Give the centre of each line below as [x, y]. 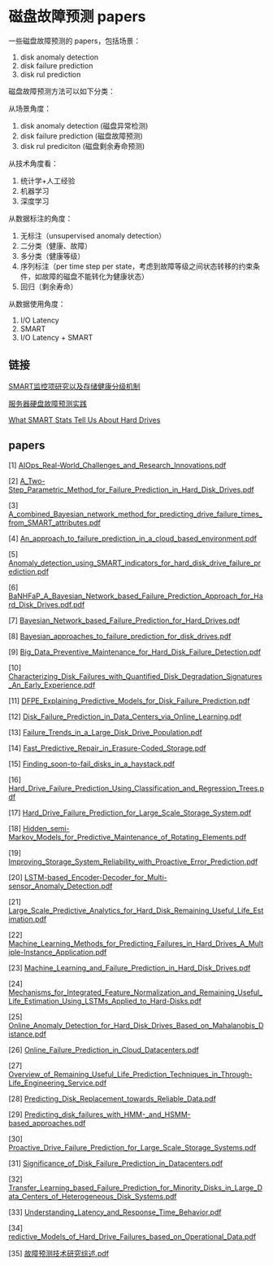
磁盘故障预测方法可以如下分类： [62, 91]
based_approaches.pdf [47, 1123]
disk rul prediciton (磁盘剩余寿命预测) [82, 146]
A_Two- [33, 480]
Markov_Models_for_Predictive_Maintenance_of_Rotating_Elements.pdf [128, 837]
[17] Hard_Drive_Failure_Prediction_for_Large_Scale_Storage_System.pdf [130, 813]
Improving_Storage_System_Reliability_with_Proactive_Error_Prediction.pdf [133, 861]
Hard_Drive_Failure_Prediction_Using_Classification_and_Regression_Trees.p [136, 788]
